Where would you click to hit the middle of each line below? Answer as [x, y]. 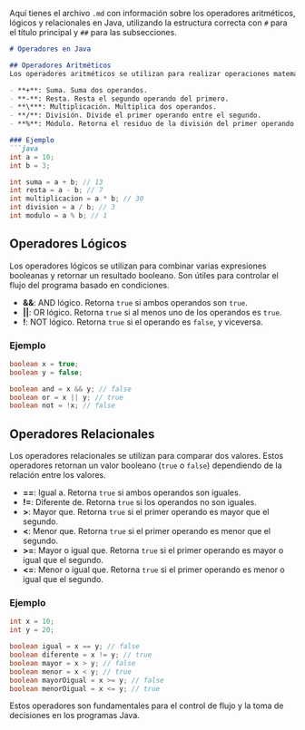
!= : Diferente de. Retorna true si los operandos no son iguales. [139, 502]
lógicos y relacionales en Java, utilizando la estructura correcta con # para [148, 23]
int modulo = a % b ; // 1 [58, 216]
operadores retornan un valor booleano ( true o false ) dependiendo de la [146, 465]
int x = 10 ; [32, 622]
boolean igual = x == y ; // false [75, 647]
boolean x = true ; [44, 364]
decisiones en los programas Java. [75, 715]
